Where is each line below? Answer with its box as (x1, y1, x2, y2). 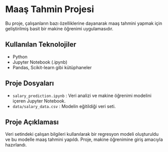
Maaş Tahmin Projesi (5, 4, 95, 15)
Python (12, 54, 28, 60)
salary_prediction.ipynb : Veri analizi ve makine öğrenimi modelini (12, 92, 152, 98)
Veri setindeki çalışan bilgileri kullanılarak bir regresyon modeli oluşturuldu (5, 131, 159, 137)
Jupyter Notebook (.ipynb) (12, 59, 68, 65)
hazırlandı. (5, 142, 27, 148)
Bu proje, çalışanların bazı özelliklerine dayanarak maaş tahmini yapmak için (5, 20, 162, 26)
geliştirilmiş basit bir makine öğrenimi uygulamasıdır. (5, 25, 114, 31)
